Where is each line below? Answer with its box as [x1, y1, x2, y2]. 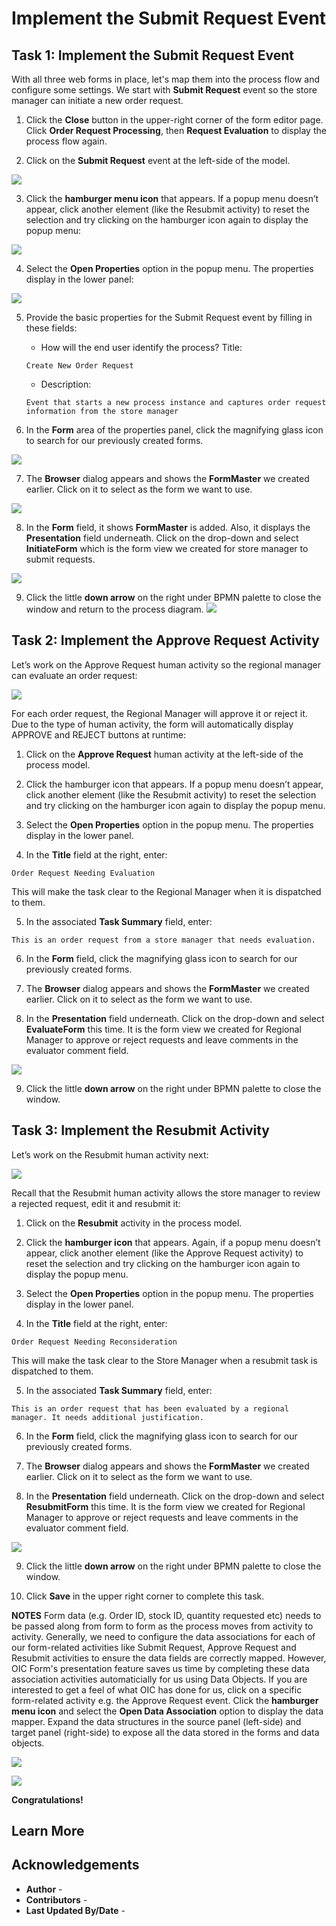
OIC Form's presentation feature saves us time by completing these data [11, 1662, 310, 1674]
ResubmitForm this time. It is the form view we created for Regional [25, 1500, 306, 1512]
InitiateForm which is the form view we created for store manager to [25, 543, 309, 554]
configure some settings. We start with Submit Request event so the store [11, 84, 318, 96]
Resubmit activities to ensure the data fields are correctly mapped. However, [11, 1652, 327, 1664]
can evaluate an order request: [11, 669, 138, 681]
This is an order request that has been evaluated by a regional [11, 1403, 289, 1414]
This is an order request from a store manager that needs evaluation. [11, 935, 316, 945]
